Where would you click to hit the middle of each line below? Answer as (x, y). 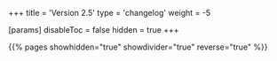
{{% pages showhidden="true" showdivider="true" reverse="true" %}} (138, 47)
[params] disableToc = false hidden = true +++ (94, 30)
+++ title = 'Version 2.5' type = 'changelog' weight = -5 (110, 13)
